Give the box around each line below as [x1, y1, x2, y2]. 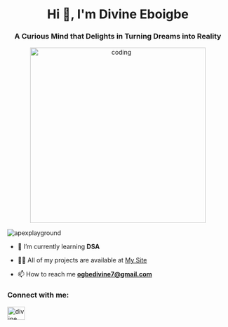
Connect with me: [7, 291, 69, 300]
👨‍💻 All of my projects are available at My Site [17, 256, 147, 265]
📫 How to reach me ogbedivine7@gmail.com [17, 270, 152, 279]
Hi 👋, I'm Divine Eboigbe [46, 6, 189, 22]
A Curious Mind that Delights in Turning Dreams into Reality [14, 32, 222, 41]
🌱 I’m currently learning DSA [17, 242, 100, 251]
